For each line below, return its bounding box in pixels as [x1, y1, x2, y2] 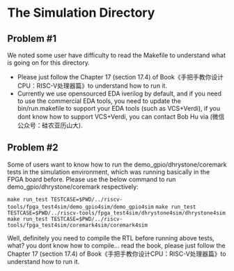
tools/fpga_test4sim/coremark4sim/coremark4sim [7, 222, 148, 229]
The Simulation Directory [7, 5, 155, 21]
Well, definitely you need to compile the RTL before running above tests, [7, 233, 214, 242]
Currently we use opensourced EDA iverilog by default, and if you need [17, 89, 221, 98]
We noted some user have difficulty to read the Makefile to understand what [7, 51, 226, 59]
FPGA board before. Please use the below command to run [7, 175, 176, 183]
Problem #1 [7, 33, 57, 45]
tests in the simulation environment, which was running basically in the [7, 167, 210, 176]
